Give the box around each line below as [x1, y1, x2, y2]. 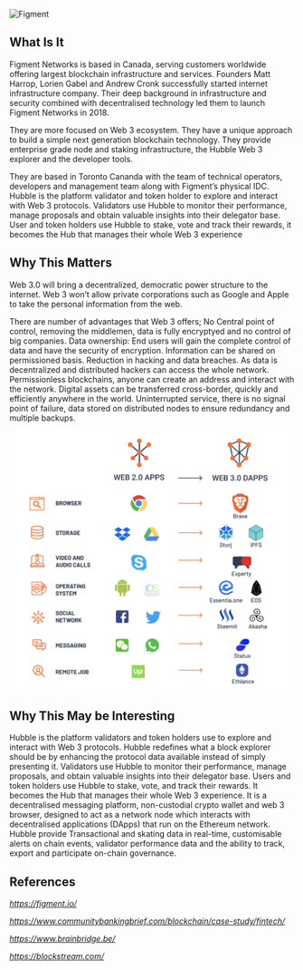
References [9, 874, 76, 889]
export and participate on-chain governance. [9, 848, 177, 858]
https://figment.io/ [9, 897, 77, 908]
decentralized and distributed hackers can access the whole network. [9, 364, 270, 375]
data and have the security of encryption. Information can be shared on [9, 344, 276, 355]
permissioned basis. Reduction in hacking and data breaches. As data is [9, 354, 278, 365]
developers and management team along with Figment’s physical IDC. [9, 180, 270, 191]
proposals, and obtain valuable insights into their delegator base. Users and [9, 771, 291, 781]
